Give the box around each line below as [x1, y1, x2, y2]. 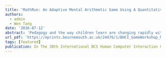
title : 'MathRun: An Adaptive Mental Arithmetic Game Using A [5, 7, 136, 12]
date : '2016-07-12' [5, 26, 45, 31]
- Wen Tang [9, 21, 32, 26]
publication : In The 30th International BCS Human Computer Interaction [5, 44, 158, 49]
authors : [5, 12, 23, 17]
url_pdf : [5, 35, 23, 40]
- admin [9, 16, 26, 21]
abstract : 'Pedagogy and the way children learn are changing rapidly [5, 30, 154, 35]
